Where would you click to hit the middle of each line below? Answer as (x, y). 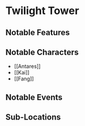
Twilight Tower (42, 11)
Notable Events (34, 97)
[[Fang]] (24, 79)
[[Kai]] (22, 73)
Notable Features (38, 33)
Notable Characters (42, 52)
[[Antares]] (27, 66)
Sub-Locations (33, 118)
